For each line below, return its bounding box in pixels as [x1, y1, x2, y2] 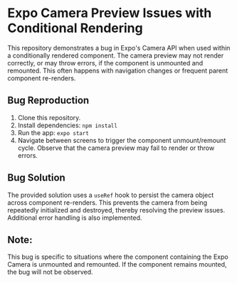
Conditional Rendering [7, 20, 144, 36]
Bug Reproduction [7, 95, 90, 107]
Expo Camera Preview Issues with [7, 5, 212, 21]
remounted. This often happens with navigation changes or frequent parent [7, 66, 228, 75]
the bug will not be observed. [7, 268, 94, 277]
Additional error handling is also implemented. [7, 213, 142, 222]
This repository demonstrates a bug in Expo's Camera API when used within [7, 43, 231, 52]
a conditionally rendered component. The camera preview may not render [7, 51, 224, 60]
